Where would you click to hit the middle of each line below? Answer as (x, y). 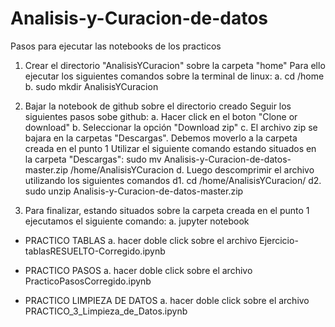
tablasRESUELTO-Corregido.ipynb (95, 251)
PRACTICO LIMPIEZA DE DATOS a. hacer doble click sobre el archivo (167, 300)
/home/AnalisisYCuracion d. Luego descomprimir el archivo (192, 169)
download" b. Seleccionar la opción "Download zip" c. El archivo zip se (171, 127)
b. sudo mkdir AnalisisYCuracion (91, 86)
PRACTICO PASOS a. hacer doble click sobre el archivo (138, 270)
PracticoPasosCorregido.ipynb (88, 281)
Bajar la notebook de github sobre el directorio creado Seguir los (158, 106)
